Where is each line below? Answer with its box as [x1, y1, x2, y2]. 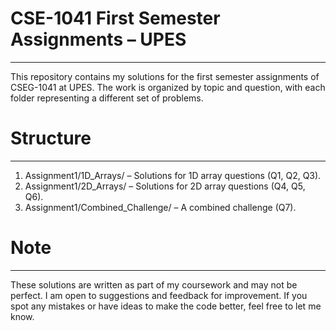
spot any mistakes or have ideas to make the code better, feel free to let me [10, 300, 322, 312]
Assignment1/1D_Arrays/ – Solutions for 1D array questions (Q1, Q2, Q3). [24, 169, 322, 181]
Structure [10, 127, 92, 150]
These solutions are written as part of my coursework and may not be [10, 278, 298, 291]
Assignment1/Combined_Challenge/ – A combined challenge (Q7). [24, 201, 297, 213]
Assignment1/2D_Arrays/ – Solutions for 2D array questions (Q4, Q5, [24, 180, 306, 192]
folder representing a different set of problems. [10, 92, 204, 104]
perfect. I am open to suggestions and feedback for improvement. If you [10, 289, 308, 301]
